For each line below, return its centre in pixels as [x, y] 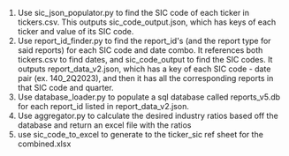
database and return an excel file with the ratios [104, 125]
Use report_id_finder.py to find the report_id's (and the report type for [144, 41]
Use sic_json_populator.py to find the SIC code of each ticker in [133, 13]
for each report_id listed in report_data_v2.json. [103, 106]
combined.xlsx [44, 144]
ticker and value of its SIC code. [76, 31]
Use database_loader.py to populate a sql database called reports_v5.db [149, 97]
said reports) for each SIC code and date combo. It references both [140, 50]
